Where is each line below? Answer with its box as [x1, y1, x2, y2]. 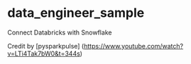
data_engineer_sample [7, 5, 145, 21]
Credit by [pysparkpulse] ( [7, 41, 84, 50]
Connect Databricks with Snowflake [7, 28, 112, 37]
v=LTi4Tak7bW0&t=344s [7, 49, 80, 58]
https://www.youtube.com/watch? [84, 41, 183, 50]
